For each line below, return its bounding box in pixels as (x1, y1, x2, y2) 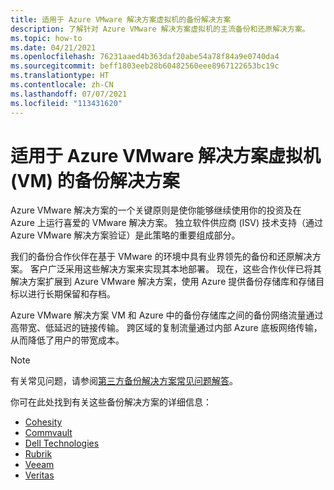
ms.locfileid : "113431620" (10, 98, 123, 108)
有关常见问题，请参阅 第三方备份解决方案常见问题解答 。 (10, 375, 238, 387)
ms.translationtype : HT (10, 71, 110, 81)
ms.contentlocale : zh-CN (10, 80, 114, 90)
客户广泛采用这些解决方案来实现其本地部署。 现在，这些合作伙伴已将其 (29, 263, 322, 275)
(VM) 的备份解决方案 (10, 169, 180, 192)
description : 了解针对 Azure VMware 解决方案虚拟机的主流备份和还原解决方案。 (10, 24, 310, 34)
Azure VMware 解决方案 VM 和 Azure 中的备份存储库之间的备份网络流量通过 (10, 309, 324, 321)
